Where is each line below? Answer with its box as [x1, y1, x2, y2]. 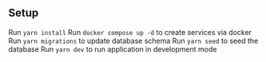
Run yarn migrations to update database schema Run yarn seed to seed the [8, 36, 259, 45]
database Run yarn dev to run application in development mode [8, 44, 217, 54]
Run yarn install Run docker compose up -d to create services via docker [8, 27, 252, 37]
